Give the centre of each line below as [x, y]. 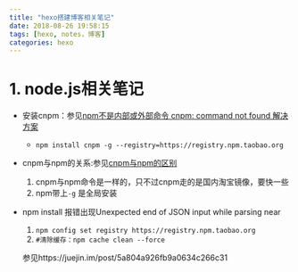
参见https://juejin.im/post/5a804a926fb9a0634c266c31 [125, 258]
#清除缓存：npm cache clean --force [100, 240]
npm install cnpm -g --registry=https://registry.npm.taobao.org [159, 145]
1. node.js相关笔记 [77, 89]
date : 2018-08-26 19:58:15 [59, 26]
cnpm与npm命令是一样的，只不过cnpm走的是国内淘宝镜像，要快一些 [162, 182]
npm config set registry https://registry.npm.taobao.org [145, 231]
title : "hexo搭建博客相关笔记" [62, 17]
